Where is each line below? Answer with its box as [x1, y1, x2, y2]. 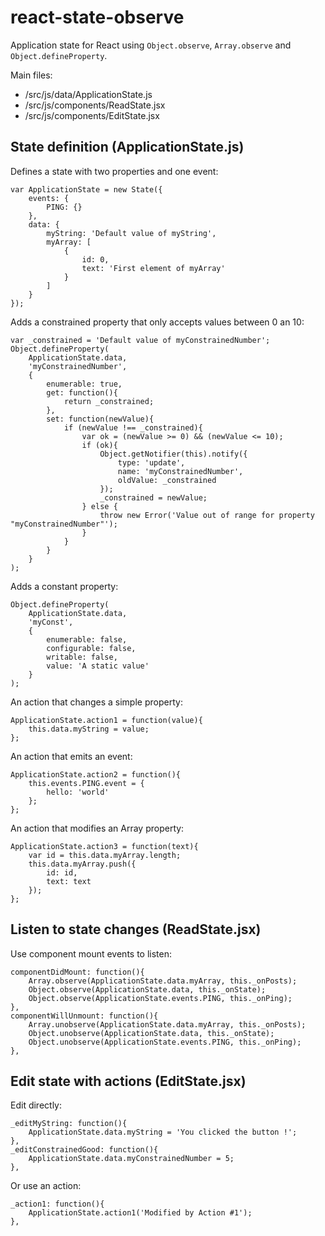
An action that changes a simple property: [10, 696, 183, 708]
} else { [81, 501, 118, 511]
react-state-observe [10, 6, 185, 29]
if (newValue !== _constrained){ [63, 422, 203, 433]
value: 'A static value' [46, 661, 150, 671]
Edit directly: [10, 1099, 62, 1111]
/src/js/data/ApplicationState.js [24, 88, 153, 100]
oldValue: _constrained [117, 475, 217, 485]
